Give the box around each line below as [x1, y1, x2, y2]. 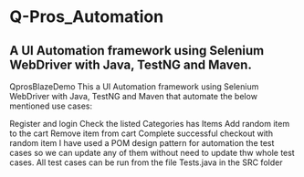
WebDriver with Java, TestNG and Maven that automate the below [9, 91, 258, 101]
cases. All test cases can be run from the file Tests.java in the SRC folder [9, 157, 283, 168]
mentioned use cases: [9, 100, 93, 111]
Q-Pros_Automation [9, 6, 164, 27]
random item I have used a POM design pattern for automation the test [9, 138, 275, 148]
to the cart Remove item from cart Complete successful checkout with [9, 128, 274, 139]
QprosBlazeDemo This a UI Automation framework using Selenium [9, 81, 259, 92]
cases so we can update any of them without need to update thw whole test [9, 148, 295, 158]
